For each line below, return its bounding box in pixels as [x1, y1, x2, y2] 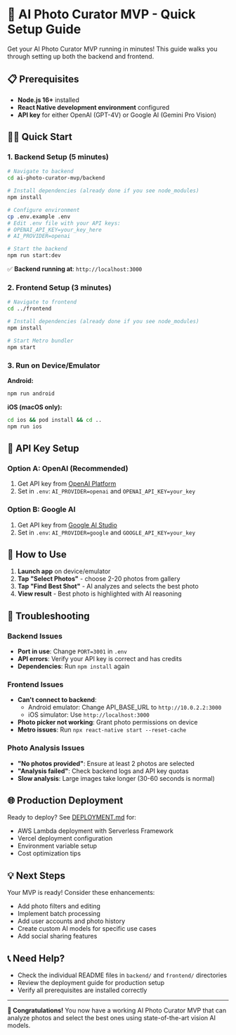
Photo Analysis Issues [7, 743, 85, 753]
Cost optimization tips [17, 849, 81, 858]
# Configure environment [7, 206, 80, 213]
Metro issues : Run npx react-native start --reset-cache [17, 725, 187, 734]
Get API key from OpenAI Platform [17, 479, 117, 488]
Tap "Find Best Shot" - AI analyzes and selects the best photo [17, 582, 199, 591]
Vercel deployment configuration [17, 834, 113, 843]
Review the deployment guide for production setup [17, 979, 165, 987]
